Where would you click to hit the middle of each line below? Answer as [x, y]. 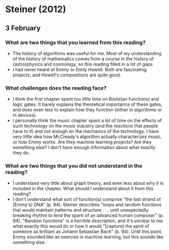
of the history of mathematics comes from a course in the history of [83, 59]
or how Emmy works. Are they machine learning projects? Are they [82, 142]
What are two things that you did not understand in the [74, 166]
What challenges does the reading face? [56, 88]
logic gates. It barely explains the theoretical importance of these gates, [88, 104]
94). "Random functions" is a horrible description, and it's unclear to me [88, 221]
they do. [21, 153]
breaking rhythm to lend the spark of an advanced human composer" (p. [88, 216]
